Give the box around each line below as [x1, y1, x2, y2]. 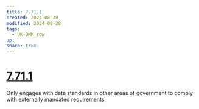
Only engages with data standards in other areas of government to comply [6, 89, 194, 96]
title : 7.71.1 [6, 9, 43, 15]
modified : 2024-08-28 [6, 20, 61, 26]
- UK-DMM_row [12, 32, 45, 38]
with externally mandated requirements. [6, 96, 106, 103]
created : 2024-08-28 [6, 15, 59, 21]
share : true [6, 43, 37, 49]
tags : [6, 26, 20, 32]
